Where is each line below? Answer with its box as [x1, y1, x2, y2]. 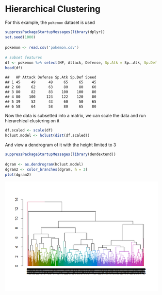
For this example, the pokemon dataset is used [5, 19, 95, 25]
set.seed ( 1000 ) [5, 35, 36, 39]
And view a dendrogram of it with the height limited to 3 [5, 142, 116, 147]
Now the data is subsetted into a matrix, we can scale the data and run [5, 112, 146, 118]
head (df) [5, 66, 23, 71]
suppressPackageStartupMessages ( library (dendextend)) [5, 152, 116, 157]
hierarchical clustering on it [5, 118, 60, 124]
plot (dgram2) [5, 172, 32, 177]
